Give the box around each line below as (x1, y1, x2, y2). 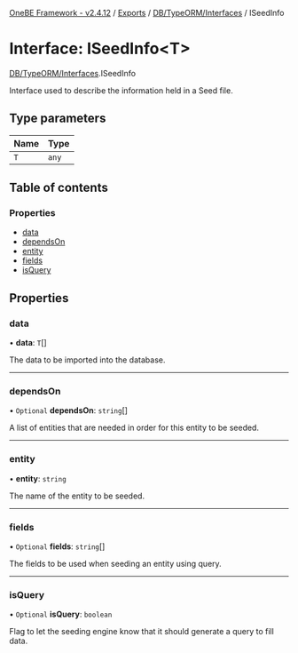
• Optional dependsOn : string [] (9, 405, 129, 416)
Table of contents (9, 180, 108, 195)
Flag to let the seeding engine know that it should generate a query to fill (9, 626, 275, 637)
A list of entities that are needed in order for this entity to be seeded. (9, 422, 260, 434)
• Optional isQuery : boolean (9, 609, 113, 620)
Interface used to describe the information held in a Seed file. (9, 84, 233, 96)
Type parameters (9, 111, 106, 126)
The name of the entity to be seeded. (9, 490, 145, 501)
